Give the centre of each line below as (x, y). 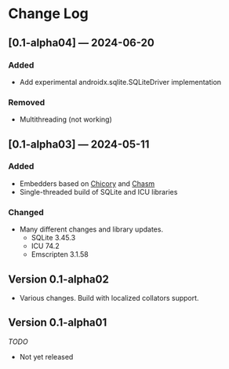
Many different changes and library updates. (91, 229)
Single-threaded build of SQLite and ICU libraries (98, 192)
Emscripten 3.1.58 (60, 254)
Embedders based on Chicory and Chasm (87, 183)
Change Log (48, 14)
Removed (27, 102)
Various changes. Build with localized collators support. (109, 298)
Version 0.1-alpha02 (59, 279)
